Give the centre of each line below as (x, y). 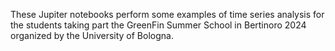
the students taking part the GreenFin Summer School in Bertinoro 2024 (158, 25)
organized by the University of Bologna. (92, 35)
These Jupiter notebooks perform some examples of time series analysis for (167, 14)
